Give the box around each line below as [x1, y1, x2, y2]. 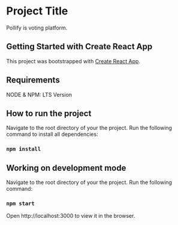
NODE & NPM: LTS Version [6, 91, 73, 98]
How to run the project [6, 108, 92, 119]
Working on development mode [6, 162, 126, 173]
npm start [6, 200, 35, 207]
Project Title [6, 4, 68, 18]
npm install [6, 146, 41, 153]
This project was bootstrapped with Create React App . [6, 57, 141, 64]
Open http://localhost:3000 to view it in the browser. [6, 212, 135, 220]
